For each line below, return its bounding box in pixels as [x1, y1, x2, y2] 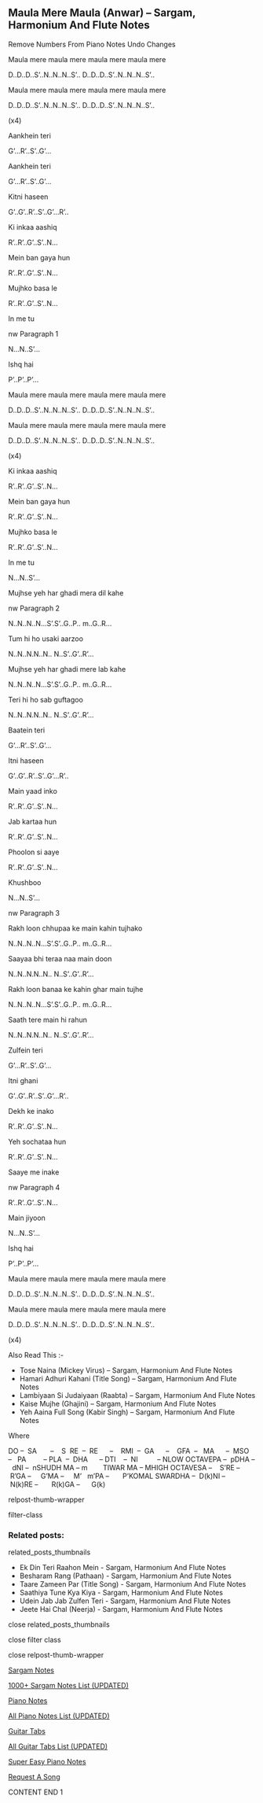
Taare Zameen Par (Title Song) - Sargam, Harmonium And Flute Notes [19, 1580, 247, 1589]
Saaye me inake [8, 1167, 60, 1177]
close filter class [8, 1635, 61, 1645]
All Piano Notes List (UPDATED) [8, 1711, 110, 1721]
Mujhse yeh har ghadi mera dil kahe [8, 588, 124, 597]
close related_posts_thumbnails [8, 1620, 110, 1629]
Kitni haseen [8, 192, 49, 201]
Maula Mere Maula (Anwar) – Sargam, [8, 6, 196, 20]
